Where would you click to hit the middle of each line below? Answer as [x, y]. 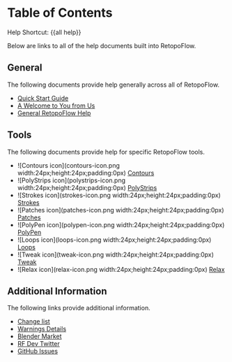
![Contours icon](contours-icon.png [69, 165]
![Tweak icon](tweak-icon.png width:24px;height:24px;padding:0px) [116, 254]
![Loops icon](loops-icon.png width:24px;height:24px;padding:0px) [114, 240]
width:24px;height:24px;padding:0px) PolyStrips [87, 187]
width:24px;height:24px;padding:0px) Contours [86, 173]
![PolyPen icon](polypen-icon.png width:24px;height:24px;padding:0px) [121, 224]
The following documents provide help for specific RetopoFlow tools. [106, 152]
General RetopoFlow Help [54, 113]
